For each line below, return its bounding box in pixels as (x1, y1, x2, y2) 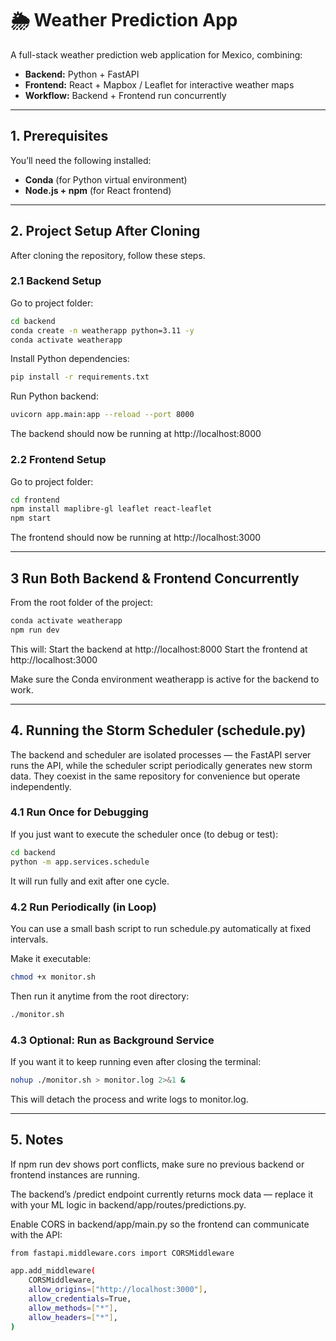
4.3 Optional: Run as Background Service (10, 1033, 215, 1047)
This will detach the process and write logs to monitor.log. (10, 1093, 249, 1105)
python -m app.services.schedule (10, 857, 150, 867)
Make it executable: (10, 952, 92, 964)
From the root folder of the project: (10, 596, 153, 608)
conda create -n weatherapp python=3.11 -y (10, 325, 195, 336)
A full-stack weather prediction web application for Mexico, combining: (10, 48, 303, 61)
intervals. (10, 933, 49, 945)
